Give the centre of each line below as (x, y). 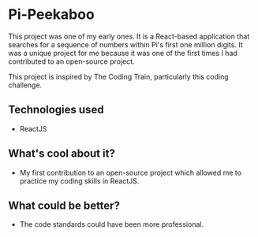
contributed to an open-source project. (72, 61)
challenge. (25, 85)
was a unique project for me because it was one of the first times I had (123, 53)
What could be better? (64, 205)
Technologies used (56, 110)
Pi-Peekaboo (51, 15)
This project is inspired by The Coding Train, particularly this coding (118, 76)
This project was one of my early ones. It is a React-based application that (129, 36)
